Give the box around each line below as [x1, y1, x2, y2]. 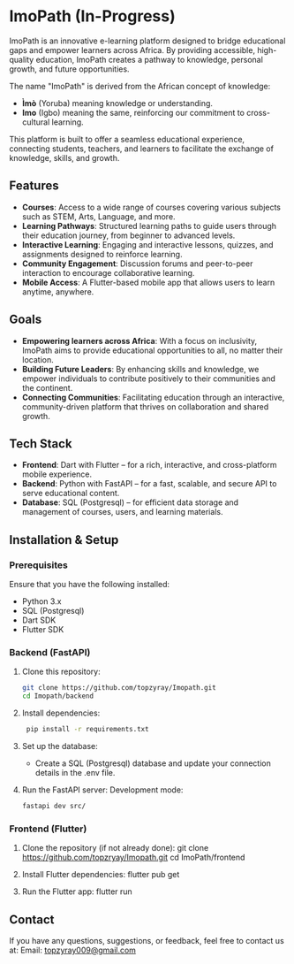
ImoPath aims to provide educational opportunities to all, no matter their [21, 345, 283, 356]
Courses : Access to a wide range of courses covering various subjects [21, 202, 281, 212]
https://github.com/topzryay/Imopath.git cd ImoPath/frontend [21, 852, 245, 863]
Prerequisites [9, 559, 68, 571]
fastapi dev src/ [21, 801, 87, 810]
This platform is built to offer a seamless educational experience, [9, 134, 245, 144]
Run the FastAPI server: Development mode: [21, 784, 184, 795]
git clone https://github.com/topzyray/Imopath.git [21, 684, 216, 692]
